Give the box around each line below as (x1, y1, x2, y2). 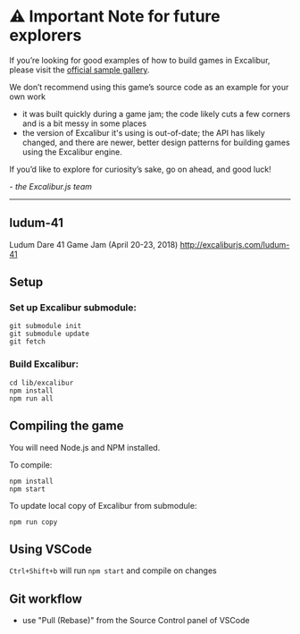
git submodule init (9, 322, 82, 331)
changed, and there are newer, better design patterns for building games (21, 137, 290, 148)
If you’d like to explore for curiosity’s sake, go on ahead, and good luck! (9, 164, 271, 174)
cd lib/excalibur (9, 378, 74, 387)
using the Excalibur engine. (21, 146, 123, 157)
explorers (9, 25, 82, 46)
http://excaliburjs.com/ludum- (179, 239, 290, 249)
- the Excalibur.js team (9, 181, 92, 191)
